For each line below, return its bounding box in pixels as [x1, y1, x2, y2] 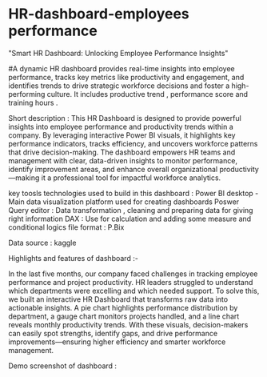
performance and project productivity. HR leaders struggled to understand [8, 277, 253, 287]
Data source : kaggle [8, 238, 77, 247]
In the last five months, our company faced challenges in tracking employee [8, 269, 258, 279]
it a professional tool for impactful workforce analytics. [41, 173, 221, 182]
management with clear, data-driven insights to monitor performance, [8, 155, 238, 165]
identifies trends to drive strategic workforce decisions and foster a [8, 81, 230, 90]
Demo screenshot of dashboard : [8, 361, 118, 371]
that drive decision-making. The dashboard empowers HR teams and [8, 147, 236, 157]
